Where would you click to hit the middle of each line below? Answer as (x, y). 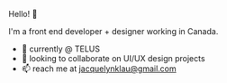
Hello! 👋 (23, 14)
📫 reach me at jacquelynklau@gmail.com (99, 69)
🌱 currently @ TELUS (61, 49)
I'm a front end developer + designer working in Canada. (113, 31)
